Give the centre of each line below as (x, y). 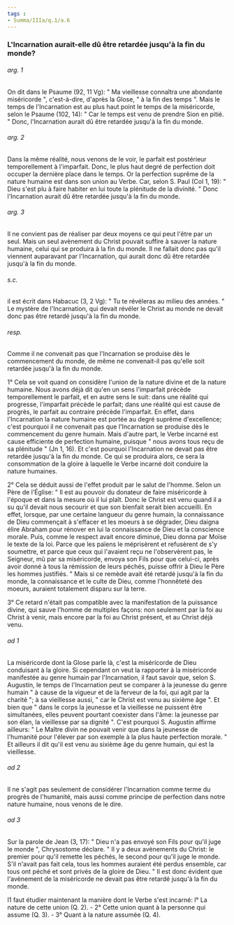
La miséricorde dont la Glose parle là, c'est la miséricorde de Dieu (102, 662)
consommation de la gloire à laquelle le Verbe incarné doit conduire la (108, 464)
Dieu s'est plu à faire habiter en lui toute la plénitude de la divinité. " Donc (113, 189)
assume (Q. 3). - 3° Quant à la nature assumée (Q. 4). (84, 915)
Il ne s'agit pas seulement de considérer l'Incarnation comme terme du (109, 789)
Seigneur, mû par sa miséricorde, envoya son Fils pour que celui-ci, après (114, 559)
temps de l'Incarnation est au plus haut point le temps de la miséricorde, (111, 106)
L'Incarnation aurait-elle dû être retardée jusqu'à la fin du (106, 45)
